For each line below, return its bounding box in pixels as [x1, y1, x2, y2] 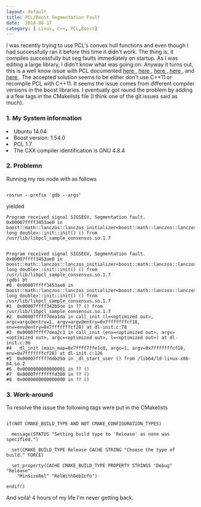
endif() [6, 484, 26, 490]
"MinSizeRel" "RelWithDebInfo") [17, 473, 98, 479]
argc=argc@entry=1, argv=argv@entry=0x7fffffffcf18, [6, 318, 141, 325]
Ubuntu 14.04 [14, 127, 47, 135]
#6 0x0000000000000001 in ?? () [6, 366, 90, 372]
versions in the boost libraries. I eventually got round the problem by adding [6, 86, 193, 93]
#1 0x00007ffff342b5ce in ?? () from [6, 303, 103, 309]
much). [6, 99, 24, 107]
